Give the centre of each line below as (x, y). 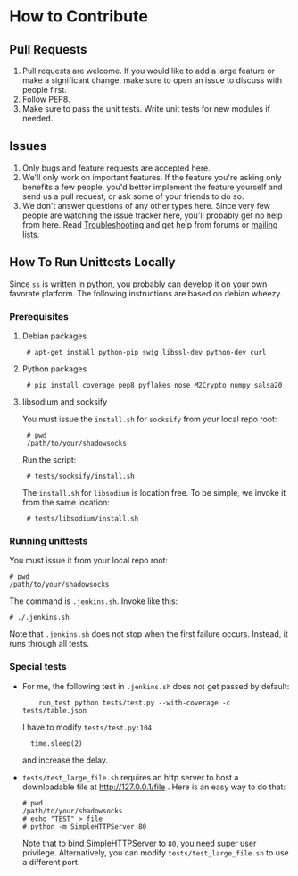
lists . (31, 234)
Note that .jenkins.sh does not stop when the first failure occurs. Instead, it (149, 634)
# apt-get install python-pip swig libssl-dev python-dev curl (146, 352)
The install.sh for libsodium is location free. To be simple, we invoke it (154, 492)
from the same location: (66, 502)
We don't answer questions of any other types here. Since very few (146, 205)
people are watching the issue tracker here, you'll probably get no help (152, 215)
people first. (44, 90)
